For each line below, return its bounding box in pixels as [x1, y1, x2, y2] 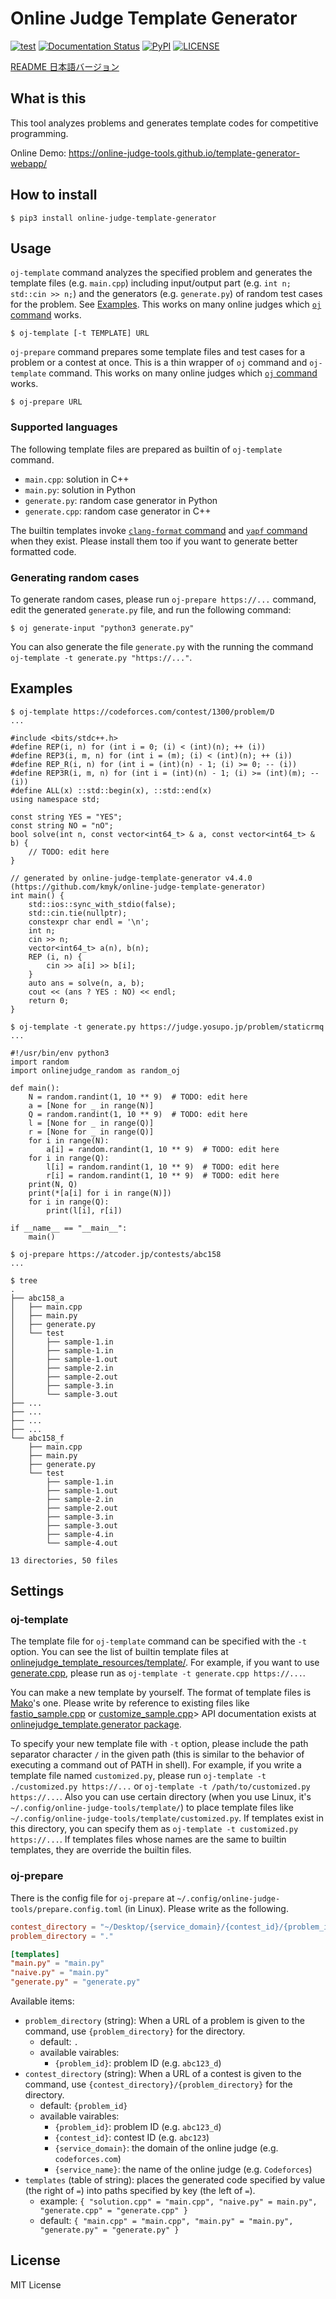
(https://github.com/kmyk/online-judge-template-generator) [10, 882, 267, 892]
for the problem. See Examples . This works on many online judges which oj [10, 298, 322, 311]
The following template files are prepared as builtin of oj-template [10, 443, 283, 455]
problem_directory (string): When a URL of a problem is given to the [24, 2015, 305, 2027]
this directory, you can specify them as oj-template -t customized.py [10, 1823, 299, 1835]
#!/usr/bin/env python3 [10, 1048, 110, 1058]
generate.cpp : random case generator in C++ [24, 505, 212, 517]
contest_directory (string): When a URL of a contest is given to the [24, 2068, 302, 2080]
